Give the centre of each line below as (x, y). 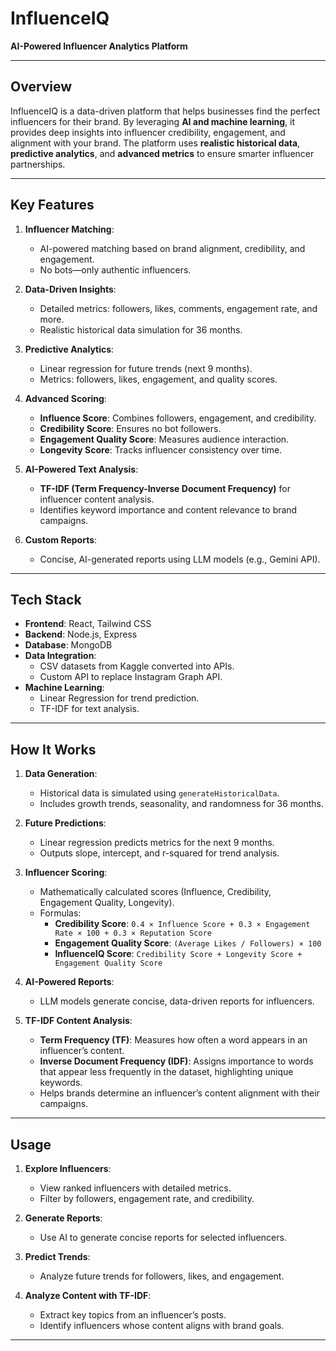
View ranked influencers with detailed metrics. (135, 1188)
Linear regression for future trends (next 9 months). (146, 368)
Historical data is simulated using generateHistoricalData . (159, 793)
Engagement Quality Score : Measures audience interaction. (164, 439)
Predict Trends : (57, 1256)
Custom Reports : (61, 539)
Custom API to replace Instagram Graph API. (131, 677)
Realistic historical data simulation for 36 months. (141, 329)
